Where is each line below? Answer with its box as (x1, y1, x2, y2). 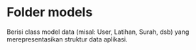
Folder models (6, 4, 93, 20)
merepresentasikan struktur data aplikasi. (6, 35, 128, 43)
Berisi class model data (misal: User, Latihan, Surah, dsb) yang (6, 27, 190, 36)
